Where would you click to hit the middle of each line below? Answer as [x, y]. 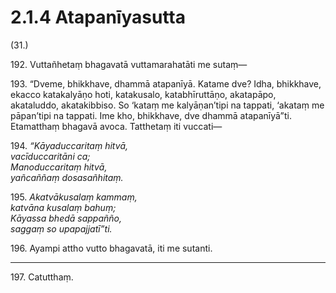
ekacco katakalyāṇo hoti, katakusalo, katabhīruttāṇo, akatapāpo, [143, 94]
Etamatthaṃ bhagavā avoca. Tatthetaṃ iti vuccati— [116, 126]
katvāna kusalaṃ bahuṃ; [63, 207]
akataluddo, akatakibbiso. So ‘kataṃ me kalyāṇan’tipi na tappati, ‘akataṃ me [167, 105]
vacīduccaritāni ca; [50, 156]
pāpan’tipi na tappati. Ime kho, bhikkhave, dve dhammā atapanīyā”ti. [151, 115]
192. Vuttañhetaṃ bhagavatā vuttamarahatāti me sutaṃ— [129, 64]
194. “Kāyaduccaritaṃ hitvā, [69, 145]
